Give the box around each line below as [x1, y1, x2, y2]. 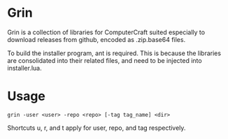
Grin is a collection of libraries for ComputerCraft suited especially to [7, 28, 205, 36]
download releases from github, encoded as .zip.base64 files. [7, 35, 186, 43]
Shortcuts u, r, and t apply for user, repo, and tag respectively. [7, 124, 186, 132]
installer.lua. [7, 64, 42, 72]
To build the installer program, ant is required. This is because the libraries [7, 49, 222, 57]
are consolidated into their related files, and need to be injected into [7, 56, 202, 64]
